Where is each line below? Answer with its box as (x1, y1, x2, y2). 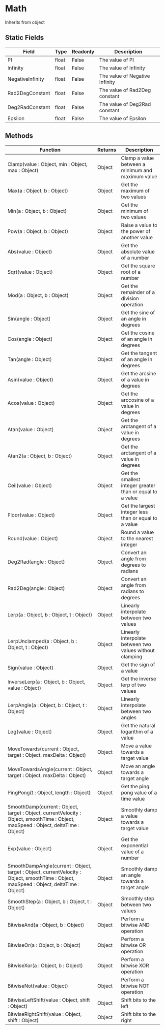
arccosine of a (121, 396, 154, 403)
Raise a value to (121, 222, 158, 228)
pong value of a (121, 789, 157, 796)
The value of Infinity (99, 64, 145, 71)
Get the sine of (121, 309, 155, 316)
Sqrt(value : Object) (7, 268, 53, 275)
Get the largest (121, 502, 156, 509)
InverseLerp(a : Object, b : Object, (7, 678, 85, 685)
